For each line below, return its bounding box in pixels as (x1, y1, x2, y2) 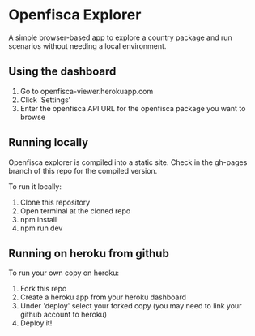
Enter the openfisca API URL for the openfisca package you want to (19, 103, 246, 113)
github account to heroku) (19, 310, 108, 320)
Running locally (8, 136, 89, 149)
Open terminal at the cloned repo (19, 205, 131, 216)
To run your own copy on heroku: (8, 268, 120, 278)
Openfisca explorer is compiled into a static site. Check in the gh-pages (8, 157, 248, 167)
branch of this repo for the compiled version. (8, 166, 158, 175)
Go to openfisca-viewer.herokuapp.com (19, 86, 154, 96)
